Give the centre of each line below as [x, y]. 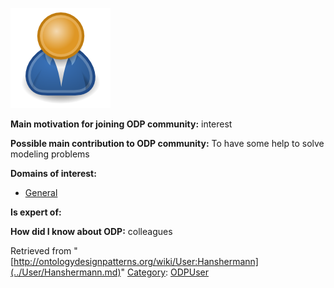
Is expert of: [36, 212]
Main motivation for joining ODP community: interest [121, 124]
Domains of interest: [53, 173]
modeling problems [50, 154]
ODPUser [190, 272]
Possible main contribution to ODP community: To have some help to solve [167, 143]
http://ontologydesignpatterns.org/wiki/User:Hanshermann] [136, 261]
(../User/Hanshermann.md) [66, 272]
